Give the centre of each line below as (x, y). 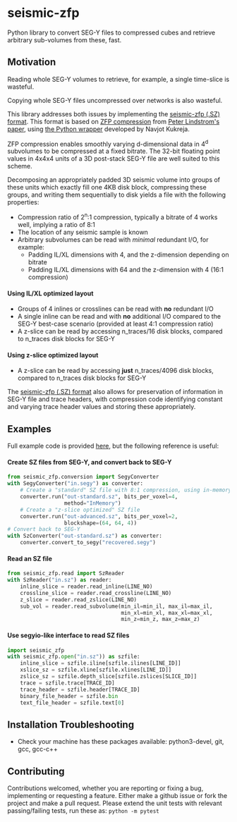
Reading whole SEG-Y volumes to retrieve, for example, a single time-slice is (119, 79)
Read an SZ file (30, 558)
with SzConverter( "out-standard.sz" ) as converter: (85, 536)
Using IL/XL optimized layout (50, 293)
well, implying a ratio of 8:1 (56, 225)
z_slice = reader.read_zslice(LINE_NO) (79, 600)
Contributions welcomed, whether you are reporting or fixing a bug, (105, 788)
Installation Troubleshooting (71, 724)
